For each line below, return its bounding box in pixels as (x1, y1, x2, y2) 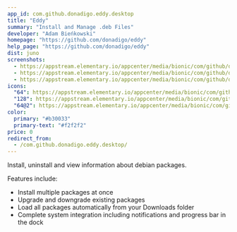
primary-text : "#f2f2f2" (13, 121, 87, 129)
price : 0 (7, 128, 33, 135)
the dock (17, 218, 44, 226)
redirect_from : (7, 135, 52, 142)
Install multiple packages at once (17, 188, 114, 197)
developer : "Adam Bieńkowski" (7, 30, 97, 37)
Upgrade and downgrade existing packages (17, 195, 145, 204)
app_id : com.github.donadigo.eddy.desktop (7, 10, 134, 18)
